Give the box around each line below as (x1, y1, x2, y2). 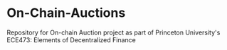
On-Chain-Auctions (6, 5, 126, 21)
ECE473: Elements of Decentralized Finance (6, 35, 136, 44)
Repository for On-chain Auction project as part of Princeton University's (6, 28, 221, 37)
